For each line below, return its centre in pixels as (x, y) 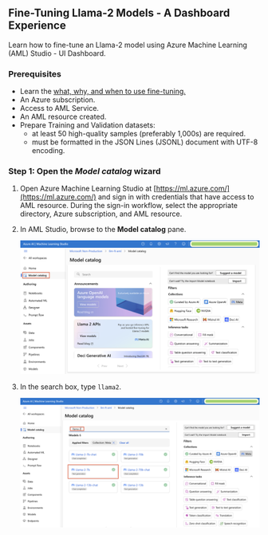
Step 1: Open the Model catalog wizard (85, 171)
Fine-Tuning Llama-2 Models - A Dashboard (119, 13)
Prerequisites (35, 73)
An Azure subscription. (57, 100)
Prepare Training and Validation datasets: (87, 125)
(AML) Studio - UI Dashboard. (57, 53)
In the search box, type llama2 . (71, 387)
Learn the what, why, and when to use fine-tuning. (102, 92)
